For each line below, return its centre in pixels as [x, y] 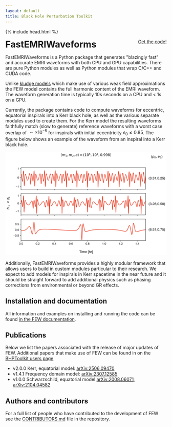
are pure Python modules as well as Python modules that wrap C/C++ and [84, 68]
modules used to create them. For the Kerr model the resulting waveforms [83, 120]
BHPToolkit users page [29, 359]
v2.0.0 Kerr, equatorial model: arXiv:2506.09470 [63, 368]
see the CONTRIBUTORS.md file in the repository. [58, 419]
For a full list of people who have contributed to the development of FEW [82, 414]
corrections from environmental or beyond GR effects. [62, 285]
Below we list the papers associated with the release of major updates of [82, 348]
